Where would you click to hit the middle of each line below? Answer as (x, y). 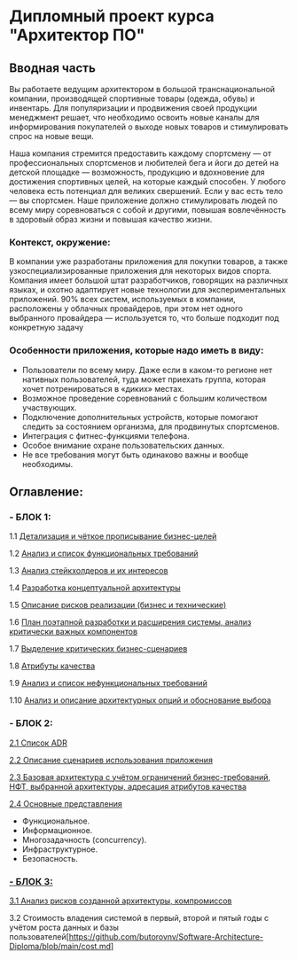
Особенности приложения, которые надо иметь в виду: (137, 350)
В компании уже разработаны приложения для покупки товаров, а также (148, 261)
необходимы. (47, 464)
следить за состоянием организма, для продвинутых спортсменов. (151, 426)
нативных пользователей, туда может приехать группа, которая (144, 379)
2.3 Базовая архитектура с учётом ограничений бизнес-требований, (140, 777)
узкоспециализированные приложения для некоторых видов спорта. (141, 271)
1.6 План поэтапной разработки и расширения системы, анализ (130, 622)
